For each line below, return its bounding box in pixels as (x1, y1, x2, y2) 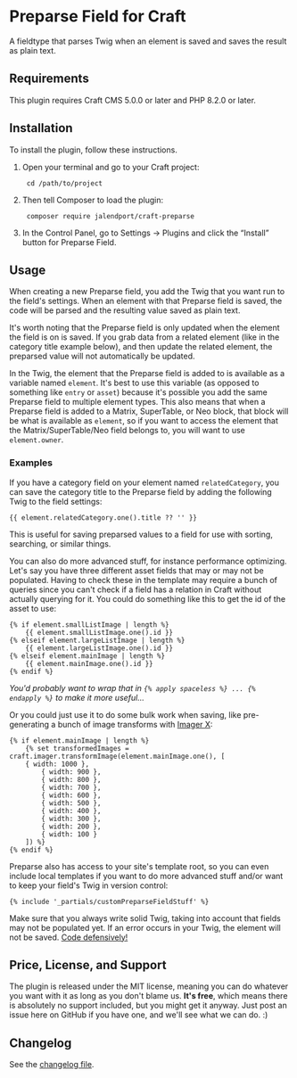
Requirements (9, 71, 89, 86)
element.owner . (9, 434, 64, 445)
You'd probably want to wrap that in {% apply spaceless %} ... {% (9, 682, 256, 693)
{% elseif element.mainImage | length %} (9, 651, 166, 661)
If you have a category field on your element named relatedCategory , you (9, 477, 279, 488)
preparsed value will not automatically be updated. (9, 350, 195, 362)
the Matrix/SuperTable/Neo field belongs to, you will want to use (9, 425, 245, 436)
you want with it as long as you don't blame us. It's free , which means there (9, 991, 288, 1001)
